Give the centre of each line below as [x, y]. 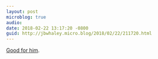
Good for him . [23, 50]
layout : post [22, 12]
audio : [14, 22]
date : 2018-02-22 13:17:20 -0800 [47, 28]
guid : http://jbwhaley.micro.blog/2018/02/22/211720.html [79, 34]
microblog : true [26, 17]
